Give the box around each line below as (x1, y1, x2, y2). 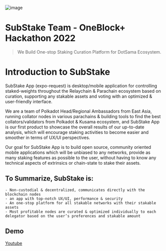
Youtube (5, 240, 22, 246)
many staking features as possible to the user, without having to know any (5, 154, 157, 161)
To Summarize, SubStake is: (5, 174, 94, 183)
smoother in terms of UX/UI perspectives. (5, 134, 90, 140)
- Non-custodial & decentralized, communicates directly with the (5, 188, 145, 192)
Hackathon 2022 (5, 33, 76, 44)
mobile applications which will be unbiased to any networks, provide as (5, 149, 151, 155)
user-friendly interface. (5, 98, 53, 104)
